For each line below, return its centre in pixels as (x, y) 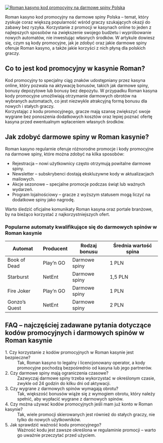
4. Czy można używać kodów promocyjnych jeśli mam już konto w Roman (79, 404)
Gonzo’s (17, 302)
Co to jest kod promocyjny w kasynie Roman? (75, 68)
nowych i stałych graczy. (30, 106)
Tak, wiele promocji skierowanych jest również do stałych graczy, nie (86, 414)
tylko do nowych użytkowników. (49, 420)
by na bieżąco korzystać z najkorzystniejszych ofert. (57, 214)
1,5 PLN (119, 277)
